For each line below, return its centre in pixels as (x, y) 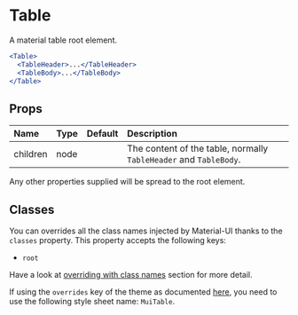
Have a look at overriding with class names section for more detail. (131, 275)
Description (152, 134)
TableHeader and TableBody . (184, 160)
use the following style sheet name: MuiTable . (92, 302)
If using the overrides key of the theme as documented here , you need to (143, 292)
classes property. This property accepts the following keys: (118, 240)
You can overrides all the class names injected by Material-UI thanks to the (146, 231)
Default (102, 134)
